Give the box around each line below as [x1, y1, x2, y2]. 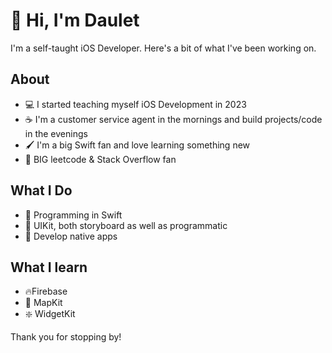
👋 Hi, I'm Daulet [10, 9, 140, 32]
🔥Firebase [24, 285, 68, 298]
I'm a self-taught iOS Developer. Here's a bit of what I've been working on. [10, 42, 317, 54]
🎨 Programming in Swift [24, 209, 123, 221]
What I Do [10, 182, 73, 199]
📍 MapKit [24, 297, 63, 309]
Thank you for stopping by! [10, 331, 122, 343]
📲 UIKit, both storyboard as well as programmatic [24, 219, 228, 231]
